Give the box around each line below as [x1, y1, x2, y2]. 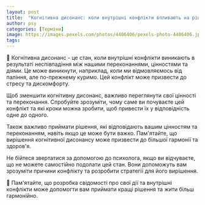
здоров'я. [6, 143, 32, 149]
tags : [6, 37, 20, 43]
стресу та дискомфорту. [6, 80, 70, 87]
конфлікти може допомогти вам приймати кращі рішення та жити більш [6, 185, 194, 193]
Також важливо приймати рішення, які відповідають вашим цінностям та [6, 123, 198, 130]
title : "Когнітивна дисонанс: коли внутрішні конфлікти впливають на [6, 15, 190, 21]
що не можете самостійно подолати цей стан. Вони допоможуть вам [6, 161, 187, 168]
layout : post [6, 9, 40, 15]
